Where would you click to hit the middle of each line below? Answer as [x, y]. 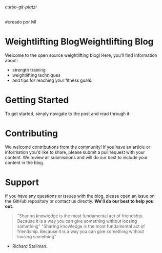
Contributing [31, 133]
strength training [29, 70]
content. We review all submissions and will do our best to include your [76, 158]
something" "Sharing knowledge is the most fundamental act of [81, 226]
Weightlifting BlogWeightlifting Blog [79, 42]
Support [22, 182]
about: [11, 61]
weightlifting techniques [36, 75]
